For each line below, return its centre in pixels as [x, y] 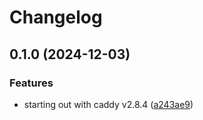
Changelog [56, 17]
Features [31, 83]
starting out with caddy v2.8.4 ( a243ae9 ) [108, 104]
